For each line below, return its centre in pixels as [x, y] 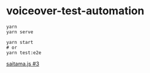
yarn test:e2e [24, 53]
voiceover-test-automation [75, 11]
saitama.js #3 [23, 64]
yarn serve [20, 32]
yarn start [20, 42]
